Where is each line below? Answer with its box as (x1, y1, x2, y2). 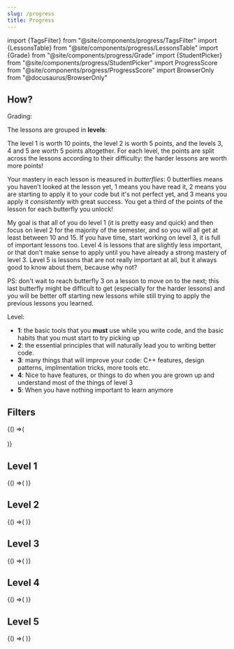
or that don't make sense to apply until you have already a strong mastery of (7, 248, 227, 257)
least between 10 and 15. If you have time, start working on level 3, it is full (7, 233, 221, 242)
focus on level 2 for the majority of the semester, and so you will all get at (7, 226, 219, 235)
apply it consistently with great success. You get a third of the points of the (7, 198, 224, 206)
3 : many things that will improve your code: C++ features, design (17, 356, 205, 364)
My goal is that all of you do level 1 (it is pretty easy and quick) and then (7, 219, 214, 227)
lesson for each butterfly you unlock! (7, 205, 113, 214)
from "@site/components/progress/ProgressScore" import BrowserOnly (7, 66, 214, 74)
